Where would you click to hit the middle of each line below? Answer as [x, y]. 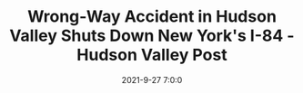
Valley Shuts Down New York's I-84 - [152, 36]
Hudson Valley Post [152, 55]
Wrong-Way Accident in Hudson [152, 17]
